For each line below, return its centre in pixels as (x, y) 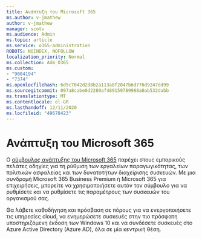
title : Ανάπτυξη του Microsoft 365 (51, 12)
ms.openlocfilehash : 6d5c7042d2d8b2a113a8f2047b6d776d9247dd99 (88, 85)
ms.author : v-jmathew (34, 18)
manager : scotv (25, 29)
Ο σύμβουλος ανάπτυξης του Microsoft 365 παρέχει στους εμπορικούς (96, 160)
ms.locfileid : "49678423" (39, 113)
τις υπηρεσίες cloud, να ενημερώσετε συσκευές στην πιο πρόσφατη (92, 217)
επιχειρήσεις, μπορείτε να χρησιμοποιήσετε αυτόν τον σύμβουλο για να (97, 186)
